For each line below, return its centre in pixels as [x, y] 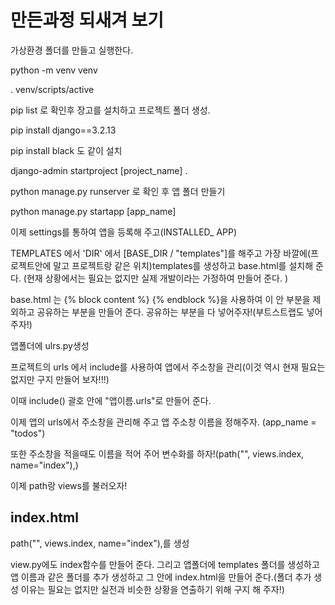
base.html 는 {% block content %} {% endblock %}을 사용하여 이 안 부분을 [160, 299]
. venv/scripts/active [52, 89]
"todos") [28, 433]
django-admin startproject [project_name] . [99, 170]
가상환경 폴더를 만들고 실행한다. [72, 50]
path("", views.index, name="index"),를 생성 [100, 543]
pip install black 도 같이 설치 [66, 150]
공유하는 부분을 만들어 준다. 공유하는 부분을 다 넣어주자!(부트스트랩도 [170, 312]
